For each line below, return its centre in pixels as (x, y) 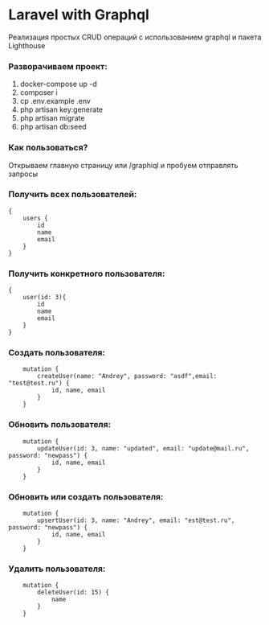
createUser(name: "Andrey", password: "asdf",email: (127, 376)
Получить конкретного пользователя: (87, 273)
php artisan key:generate (61, 109)
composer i (39, 93)
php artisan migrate (52, 118)
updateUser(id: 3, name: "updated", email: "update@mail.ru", (143, 448)
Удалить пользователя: (57, 569)
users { (35, 218)
